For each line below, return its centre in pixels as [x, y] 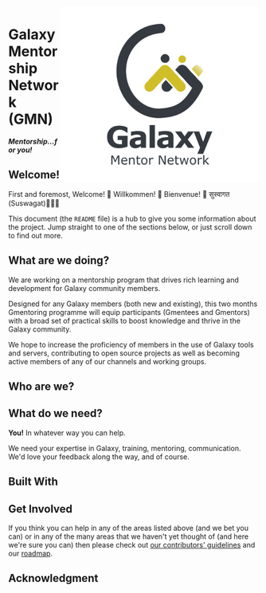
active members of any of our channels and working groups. [108, 361]
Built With [33, 482]
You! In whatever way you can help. [67, 433]
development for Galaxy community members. [84, 288]
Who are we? [41, 386]
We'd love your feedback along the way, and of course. [99, 457]
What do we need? [55, 413]
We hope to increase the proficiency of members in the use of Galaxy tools [131, 344]
